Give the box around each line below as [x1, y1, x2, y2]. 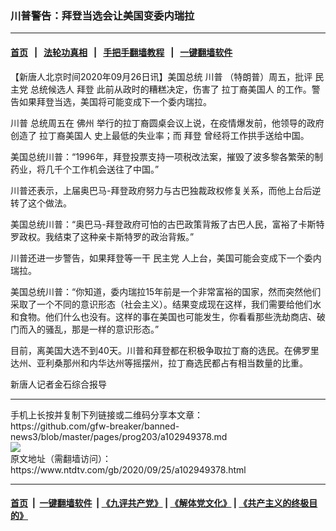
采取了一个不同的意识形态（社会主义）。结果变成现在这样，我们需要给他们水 [10, 298, 322, 310]
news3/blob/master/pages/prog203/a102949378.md [10, 430, 228, 442]
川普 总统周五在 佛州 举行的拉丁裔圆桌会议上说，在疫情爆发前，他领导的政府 [10, 117, 325, 129]
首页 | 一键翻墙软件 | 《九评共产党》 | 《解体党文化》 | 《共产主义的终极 [10, 497, 310, 509]
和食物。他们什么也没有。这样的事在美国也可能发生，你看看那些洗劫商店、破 [10, 310, 326, 322]
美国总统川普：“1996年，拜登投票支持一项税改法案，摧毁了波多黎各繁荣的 [10, 150, 315, 162]
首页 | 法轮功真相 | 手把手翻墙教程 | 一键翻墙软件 [10, 46, 233, 58]
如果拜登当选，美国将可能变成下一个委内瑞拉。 [18, 95, 212, 107]
